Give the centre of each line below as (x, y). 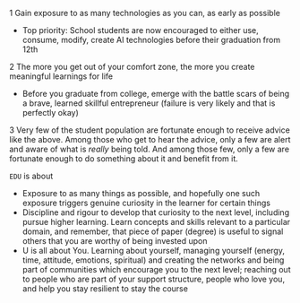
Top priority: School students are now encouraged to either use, (141, 30)
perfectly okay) (50, 113)
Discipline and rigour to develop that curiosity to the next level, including (155, 212)
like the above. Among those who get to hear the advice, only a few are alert (150, 139)
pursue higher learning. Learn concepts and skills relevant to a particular (156, 222)
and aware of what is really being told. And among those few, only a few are (149, 149)
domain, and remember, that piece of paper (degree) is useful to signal (153, 231)
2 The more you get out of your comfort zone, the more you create (132, 67)
